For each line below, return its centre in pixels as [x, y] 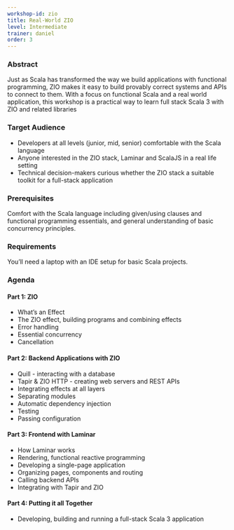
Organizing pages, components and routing [80, 472]
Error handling [38, 327]
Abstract [23, 64]
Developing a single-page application [71, 465]
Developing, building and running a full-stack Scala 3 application [111, 519]
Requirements [32, 246]
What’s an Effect [41, 312]
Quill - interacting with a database [66, 374]
